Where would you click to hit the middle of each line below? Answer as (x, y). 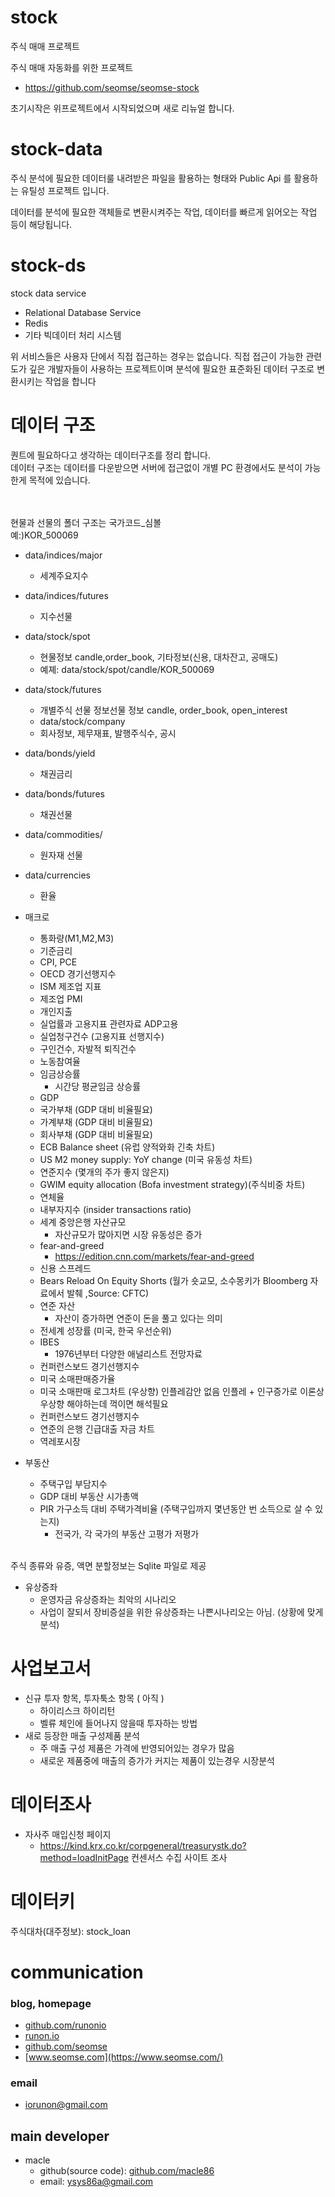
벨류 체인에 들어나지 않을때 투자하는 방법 (118, 1723)
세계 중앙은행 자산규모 (83, 1222)
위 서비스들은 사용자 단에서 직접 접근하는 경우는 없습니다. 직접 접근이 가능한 (157, 356)
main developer (60, 2136)
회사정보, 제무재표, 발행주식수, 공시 (108, 733)
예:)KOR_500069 (44, 535)
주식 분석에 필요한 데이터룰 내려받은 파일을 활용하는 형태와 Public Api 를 (151, 178)
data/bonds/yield (60, 753)
